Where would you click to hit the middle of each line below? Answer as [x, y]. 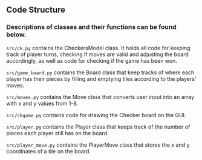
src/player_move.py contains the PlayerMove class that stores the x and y [98, 145]
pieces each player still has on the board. [57, 133]
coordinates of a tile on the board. [48, 151]
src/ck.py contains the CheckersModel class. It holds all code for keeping [98, 48]
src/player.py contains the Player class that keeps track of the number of [98, 127]
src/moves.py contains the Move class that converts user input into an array [100, 97]
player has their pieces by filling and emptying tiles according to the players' [101, 78]
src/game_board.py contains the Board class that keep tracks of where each [100, 72]
